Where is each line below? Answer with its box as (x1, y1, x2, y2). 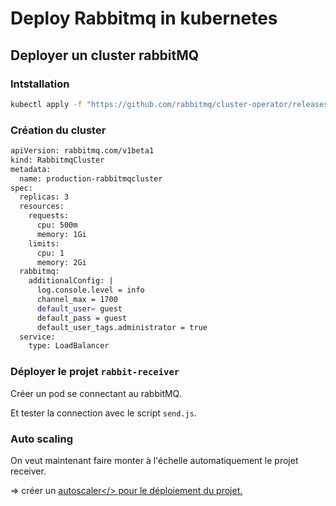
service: (19, 332, 56, 342)
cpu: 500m (36, 220, 78, 231)
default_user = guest (36, 303, 123, 314)
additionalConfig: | (28, 276, 114, 286)
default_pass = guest (36, 313, 128, 323)
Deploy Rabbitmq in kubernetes (10, 7, 278, 30)
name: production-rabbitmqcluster (19, 173, 163, 184)
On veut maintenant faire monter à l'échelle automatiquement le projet (10, 454, 299, 466)
